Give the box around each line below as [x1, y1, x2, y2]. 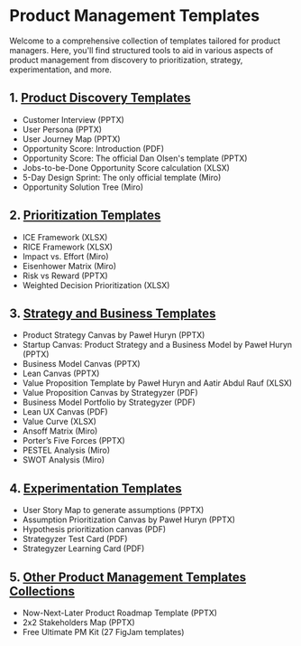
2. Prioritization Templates [9, 208, 161, 223]
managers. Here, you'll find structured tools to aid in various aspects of [9, 44, 273, 55]
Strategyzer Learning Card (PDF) [22, 543, 145, 554]
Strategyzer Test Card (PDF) [22, 534, 128, 545]
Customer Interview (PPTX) [22, 114, 124, 125]
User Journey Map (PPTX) [22, 133, 121, 145]
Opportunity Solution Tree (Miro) [22, 182, 144, 192]
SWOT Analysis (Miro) [22, 454, 105, 465]
